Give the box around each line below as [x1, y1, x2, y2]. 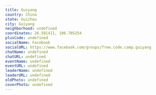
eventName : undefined [5, 59, 51, 64]
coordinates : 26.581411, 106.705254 [5, 31, 82, 36]
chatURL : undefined [5, 54, 46, 59]
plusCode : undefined [5, 36, 49, 41]
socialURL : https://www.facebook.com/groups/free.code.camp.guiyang [5, 45, 151, 50]
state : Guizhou [5, 17, 37, 22]
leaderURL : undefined [5, 73, 51, 78]
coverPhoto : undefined [5, 82, 53, 87]
